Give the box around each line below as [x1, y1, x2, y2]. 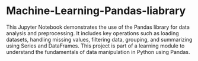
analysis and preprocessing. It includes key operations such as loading [6, 29, 179, 36]
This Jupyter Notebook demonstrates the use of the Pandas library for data [6, 23, 190, 30]
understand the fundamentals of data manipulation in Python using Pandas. [6, 48, 191, 55]
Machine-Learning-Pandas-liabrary [6, 4, 186, 18]
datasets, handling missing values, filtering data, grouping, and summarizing [6, 36, 193, 43]
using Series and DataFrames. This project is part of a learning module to [6, 42, 185, 49]
